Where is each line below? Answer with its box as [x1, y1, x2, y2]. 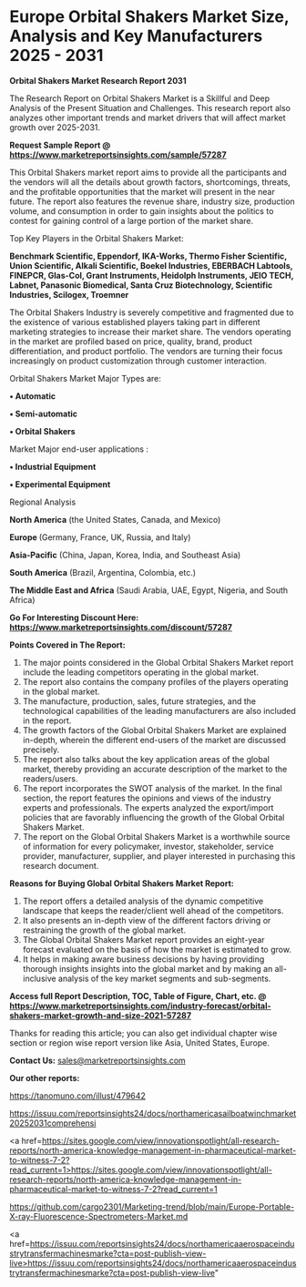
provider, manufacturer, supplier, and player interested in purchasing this [22, 850, 296, 862]
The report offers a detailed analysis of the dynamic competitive [22, 895, 264, 906]
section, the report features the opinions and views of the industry [22, 792, 271, 803]
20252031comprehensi [9, 1118, 97, 1129]
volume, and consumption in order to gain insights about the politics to [9, 205, 274, 216]
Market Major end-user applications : [9, 444, 148, 455]
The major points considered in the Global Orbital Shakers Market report [22, 657, 294, 668]
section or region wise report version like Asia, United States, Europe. [9, 1037, 270, 1048]
